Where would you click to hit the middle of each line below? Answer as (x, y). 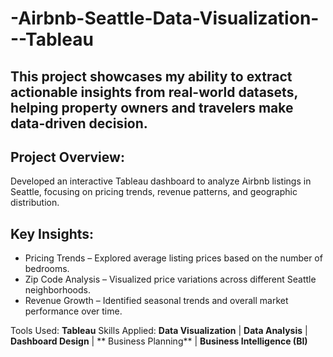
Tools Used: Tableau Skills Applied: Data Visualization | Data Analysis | (159, 331)
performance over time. (73, 311)
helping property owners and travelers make (152, 107)
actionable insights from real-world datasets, (154, 92)
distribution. (35, 203)
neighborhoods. (58, 290)
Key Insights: (52, 233)
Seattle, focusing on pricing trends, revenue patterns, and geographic (154, 192)
